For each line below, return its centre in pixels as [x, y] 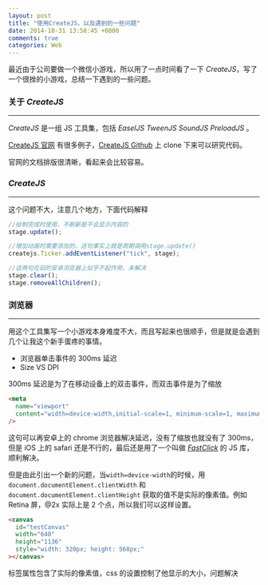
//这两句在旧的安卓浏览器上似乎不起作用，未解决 [77, 269]
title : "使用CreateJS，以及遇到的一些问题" [75, 23]
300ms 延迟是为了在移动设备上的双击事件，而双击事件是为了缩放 [115, 384]
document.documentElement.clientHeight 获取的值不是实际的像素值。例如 [128, 494]
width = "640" [35, 535]
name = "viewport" [42, 407]
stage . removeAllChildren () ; [55, 283]
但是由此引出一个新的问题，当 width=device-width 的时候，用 [107, 474]
